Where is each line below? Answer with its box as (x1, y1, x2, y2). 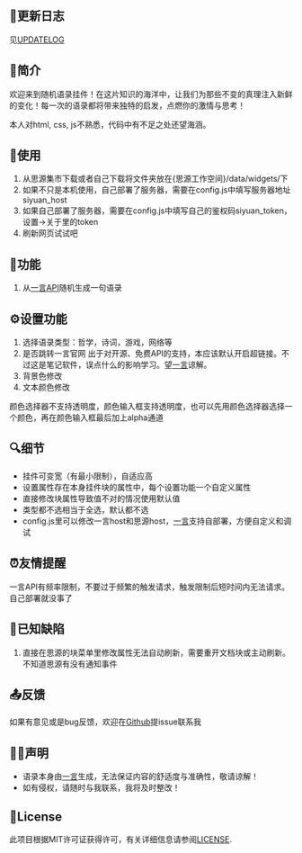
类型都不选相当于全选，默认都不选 (22, 504, 149, 515)
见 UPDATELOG (9, 34, 65, 45)
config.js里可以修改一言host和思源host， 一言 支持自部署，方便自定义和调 (22, 516, 292, 526)
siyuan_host (22, 194, 67, 205)
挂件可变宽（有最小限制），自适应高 (22, 471, 153, 481)
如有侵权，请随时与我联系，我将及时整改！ (22, 782, 181, 794)
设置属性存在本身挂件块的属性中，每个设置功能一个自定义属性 (22, 481, 252, 492)
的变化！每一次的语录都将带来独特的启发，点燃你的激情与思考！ (9, 100, 245, 111)
